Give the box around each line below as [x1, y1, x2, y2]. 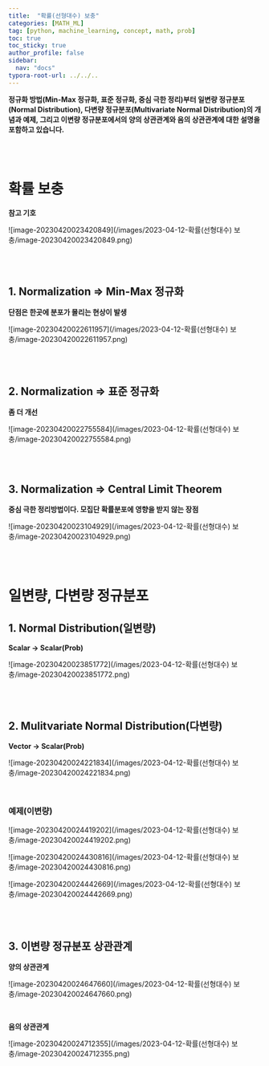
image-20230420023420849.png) [17, 234, 132, 245]
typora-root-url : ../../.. [8, 71, 99, 79]
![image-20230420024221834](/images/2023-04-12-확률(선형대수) [8, 758, 230, 767]
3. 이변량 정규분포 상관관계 [8, 939, 132, 953]
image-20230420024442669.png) [17, 889, 133, 899]
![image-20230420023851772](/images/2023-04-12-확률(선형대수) [8, 660, 230, 669]
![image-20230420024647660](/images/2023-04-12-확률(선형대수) [8, 979, 232, 988]
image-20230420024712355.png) [17, 1048, 130, 1058]
